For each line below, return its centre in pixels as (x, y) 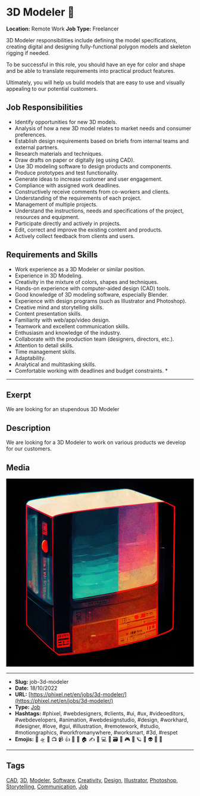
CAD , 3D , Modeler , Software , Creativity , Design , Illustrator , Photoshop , (92, 780)
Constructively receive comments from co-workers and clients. (92, 192)
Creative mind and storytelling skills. (59, 307)
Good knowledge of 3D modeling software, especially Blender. (91, 294)
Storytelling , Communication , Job (47, 786)
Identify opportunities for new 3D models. (66, 122)
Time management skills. (45, 351)
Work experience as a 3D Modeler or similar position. (80, 269)
